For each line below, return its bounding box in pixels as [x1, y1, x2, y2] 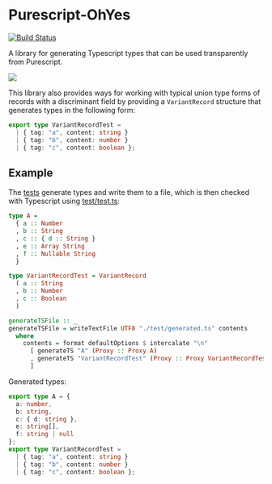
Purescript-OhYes [8, 6, 131, 24]
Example [8, 166, 53, 179]
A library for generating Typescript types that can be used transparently [8, 48, 249, 58]
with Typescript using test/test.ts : [8, 197, 120, 206]
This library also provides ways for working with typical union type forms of [8, 88, 261, 97]
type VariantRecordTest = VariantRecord [8, 272, 147, 280]
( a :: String [15, 279, 63, 287]
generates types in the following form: [8, 105, 136, 115]
